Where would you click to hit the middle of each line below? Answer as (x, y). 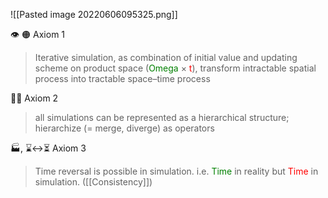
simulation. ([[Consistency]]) (93, 182)
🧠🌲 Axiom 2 (34, 98)
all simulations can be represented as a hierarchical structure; (162, 117)
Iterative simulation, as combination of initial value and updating (166, 57)
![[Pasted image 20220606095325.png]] (94, 14)
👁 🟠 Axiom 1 (38, 34)
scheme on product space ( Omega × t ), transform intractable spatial (175, 68)
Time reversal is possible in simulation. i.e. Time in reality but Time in (176, 171)
